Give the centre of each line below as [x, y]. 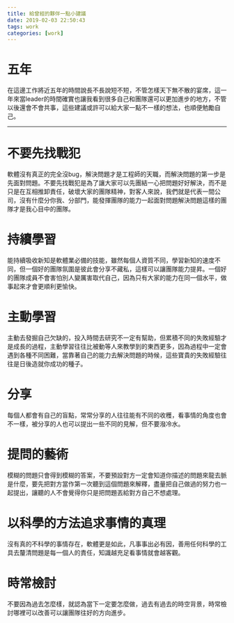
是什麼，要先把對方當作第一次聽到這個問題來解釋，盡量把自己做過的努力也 [114, 484]
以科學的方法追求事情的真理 [87, 523]
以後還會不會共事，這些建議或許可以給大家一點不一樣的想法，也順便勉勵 [111, 108]
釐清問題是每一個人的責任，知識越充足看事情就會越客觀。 [102, 552]
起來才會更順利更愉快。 [47, 287]
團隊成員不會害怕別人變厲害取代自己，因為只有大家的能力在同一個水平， [117, 278]
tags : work [23, 26]
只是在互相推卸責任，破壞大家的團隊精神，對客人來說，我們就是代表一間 [111, 191]
